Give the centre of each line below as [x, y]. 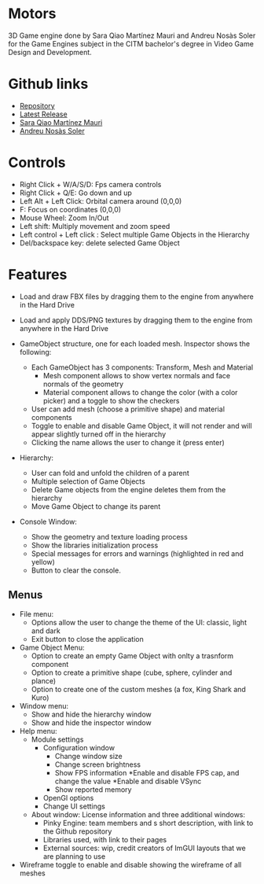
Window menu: [44, 705]
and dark [46, 631]
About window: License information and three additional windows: [138, 814]
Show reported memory [93, 789]
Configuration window [79, 747]
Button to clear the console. [76, 570]
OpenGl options [68, 797]
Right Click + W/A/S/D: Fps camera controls [90, 184]
